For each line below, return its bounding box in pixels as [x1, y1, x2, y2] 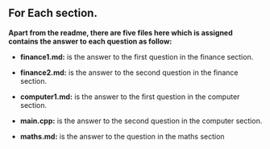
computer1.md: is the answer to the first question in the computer [19, 92, 240, 101]
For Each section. [8, 6, 98, 20]
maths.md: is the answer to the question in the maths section [19, 131, 225, 141]
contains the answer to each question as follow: [8, 36, 172, 46]
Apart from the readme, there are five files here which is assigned [8, 27, 234, 37]
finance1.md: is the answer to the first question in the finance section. [19, 52, 254, 61]
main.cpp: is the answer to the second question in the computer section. [19, 116, 263, 126]
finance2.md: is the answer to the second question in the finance [19, 68, 239, 77]
